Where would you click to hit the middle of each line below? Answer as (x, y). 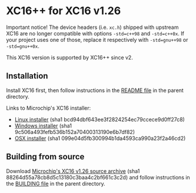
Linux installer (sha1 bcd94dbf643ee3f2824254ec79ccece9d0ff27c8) (100, 119)
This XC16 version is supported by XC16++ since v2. (70, 57)
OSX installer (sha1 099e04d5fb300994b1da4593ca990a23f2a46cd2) (100, 138)
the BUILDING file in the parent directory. (56, 184)
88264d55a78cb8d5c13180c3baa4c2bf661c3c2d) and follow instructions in (98, 177)
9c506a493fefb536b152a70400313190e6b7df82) (75, 132)
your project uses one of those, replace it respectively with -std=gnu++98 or (97, 40)
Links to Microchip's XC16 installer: (49, 108)
